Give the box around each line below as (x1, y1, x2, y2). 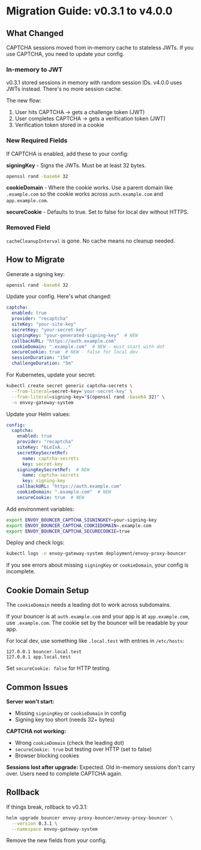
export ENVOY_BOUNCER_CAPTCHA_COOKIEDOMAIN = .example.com (6, 522, 152, 529)
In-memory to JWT (6, 65, 63, 73)
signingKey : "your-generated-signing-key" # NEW (11, 332, 138, 339)
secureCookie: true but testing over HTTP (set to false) (14, 746, 152, 753)
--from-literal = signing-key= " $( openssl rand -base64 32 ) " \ (11, 394, 165, 400)
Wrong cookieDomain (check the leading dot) (14, 739, 125, 746)
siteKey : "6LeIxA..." (17, 444, 71, 451)
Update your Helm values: (6, 410, 71, 418)
